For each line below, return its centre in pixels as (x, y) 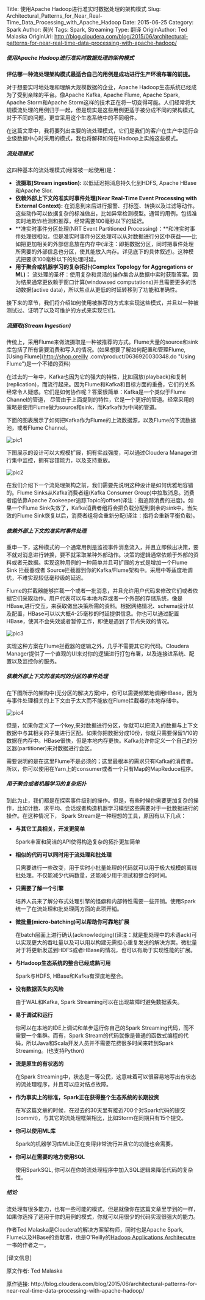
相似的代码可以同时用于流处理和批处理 (63, 854)
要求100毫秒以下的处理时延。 (63, 259)
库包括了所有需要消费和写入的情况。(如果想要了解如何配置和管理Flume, (96, 349)
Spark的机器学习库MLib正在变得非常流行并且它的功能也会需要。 (96, 1144)
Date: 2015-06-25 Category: (158, 22)
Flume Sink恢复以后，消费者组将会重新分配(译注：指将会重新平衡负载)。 (107, 515)
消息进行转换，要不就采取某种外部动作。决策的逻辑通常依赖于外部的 (108, 555)
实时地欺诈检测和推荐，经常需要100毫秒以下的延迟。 (81, 221)
